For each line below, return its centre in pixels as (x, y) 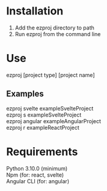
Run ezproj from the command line (58, 34)
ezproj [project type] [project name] (50, 75)
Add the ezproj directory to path (55, 28)
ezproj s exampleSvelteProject (44, 115)
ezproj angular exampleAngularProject (53, 121)
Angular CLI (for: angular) (38, 181)
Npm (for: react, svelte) (35, 175)
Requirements (42, 152)
